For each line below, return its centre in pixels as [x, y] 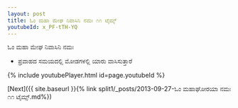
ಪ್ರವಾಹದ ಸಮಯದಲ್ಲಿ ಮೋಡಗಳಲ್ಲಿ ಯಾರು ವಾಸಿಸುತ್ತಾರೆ [75, 61]
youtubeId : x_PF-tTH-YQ [43, 27]
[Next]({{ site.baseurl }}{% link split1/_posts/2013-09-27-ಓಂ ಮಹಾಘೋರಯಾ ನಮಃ [119, 89]
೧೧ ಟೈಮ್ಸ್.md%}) [29, 97]
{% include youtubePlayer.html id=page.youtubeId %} [86, 76]
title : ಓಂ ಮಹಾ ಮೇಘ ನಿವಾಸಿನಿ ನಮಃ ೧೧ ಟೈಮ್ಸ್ [62, 20]
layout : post [27, 14]
